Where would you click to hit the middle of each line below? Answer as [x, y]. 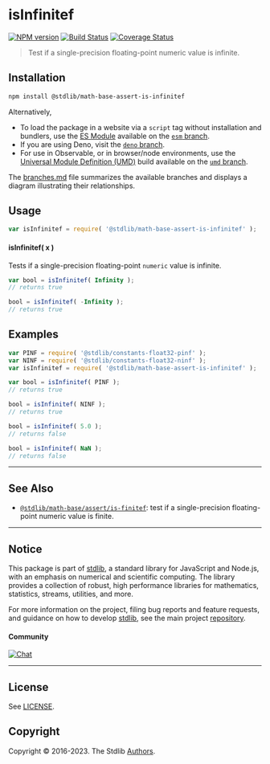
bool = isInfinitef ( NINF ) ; [57, 404]
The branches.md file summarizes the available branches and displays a [128, 177]
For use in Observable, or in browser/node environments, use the [128, 153]
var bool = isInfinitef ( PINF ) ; [64, 382]
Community [29, 636]
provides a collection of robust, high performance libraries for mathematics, [134, 586]
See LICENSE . [31, 707]
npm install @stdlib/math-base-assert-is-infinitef [96, 96]
